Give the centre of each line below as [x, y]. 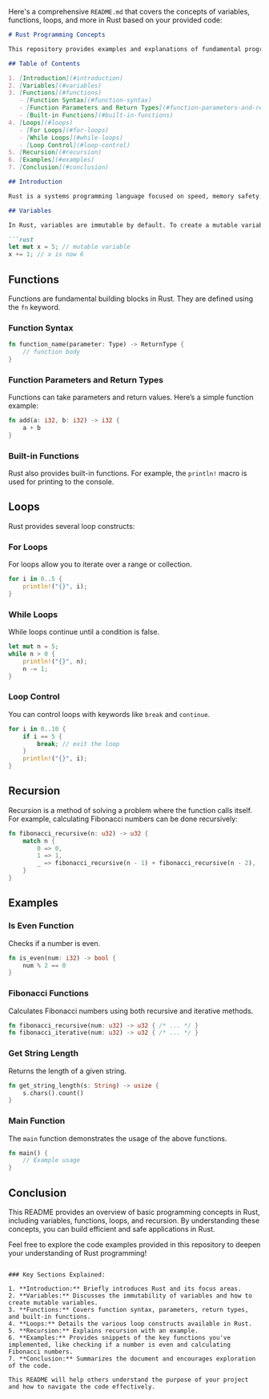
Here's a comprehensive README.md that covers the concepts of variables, [129, 12]
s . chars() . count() [53, 1093]
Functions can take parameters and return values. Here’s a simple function [131, 397]
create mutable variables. [53, 1303]
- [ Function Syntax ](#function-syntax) [85, 100]
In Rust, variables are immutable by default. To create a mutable [123, 225]
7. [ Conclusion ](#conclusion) [59, 167]
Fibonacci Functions [49, 993]
